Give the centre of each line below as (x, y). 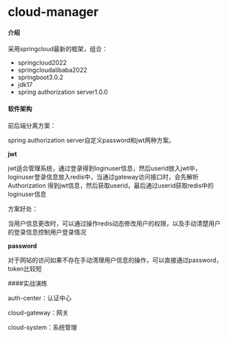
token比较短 (25, 268)
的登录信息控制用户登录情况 (47, 232)
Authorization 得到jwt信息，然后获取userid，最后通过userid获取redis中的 (111, 185)
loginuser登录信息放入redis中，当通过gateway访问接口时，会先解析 (103, 177)
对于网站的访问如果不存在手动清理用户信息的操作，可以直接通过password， (115, 260)
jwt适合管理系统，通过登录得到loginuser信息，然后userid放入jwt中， (105, 168)
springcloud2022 (42, 63)
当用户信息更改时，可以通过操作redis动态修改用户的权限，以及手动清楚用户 (114, 223)
